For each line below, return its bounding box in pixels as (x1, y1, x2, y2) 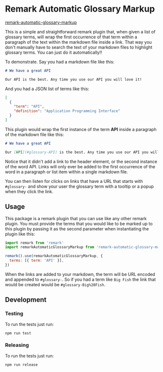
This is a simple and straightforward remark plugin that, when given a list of (5, 29, 156, 34)
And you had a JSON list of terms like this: (5, 86, 90, 92)
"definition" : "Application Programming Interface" (14, 109, 120, 113)
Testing (5, 310, 23, 317)
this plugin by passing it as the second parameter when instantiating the (5, 226, 149, 231)
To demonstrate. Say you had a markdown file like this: (5, 59, 115, 65)
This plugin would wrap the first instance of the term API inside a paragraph (5, 126, 157, 132)
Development (5, 296, 47, 304)
